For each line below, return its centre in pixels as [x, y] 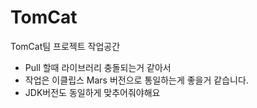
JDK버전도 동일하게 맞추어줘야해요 [92, 92]
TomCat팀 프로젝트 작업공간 [65, 46]
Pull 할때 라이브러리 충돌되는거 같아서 [98, 67]
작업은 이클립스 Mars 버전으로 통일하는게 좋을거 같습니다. [136, 80]
